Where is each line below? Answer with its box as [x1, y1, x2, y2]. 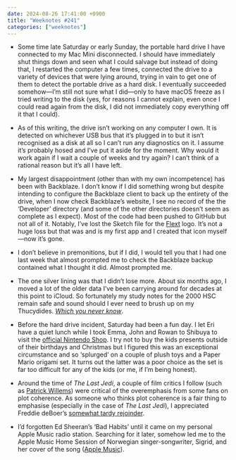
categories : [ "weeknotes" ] [7, 23, 87, 30]
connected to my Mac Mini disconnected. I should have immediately [17, 50, 216, 58]
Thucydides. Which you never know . [17, 307, 124, 316]
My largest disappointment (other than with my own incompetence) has [17, 175, 225, 183]
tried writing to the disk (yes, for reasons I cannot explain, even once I [17, 95, 221, 104]
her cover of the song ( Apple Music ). [17, 445, 125, 454]
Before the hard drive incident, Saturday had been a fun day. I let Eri [17, 321, 215, 329]
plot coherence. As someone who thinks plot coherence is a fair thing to [17, 394, 227, 402]
